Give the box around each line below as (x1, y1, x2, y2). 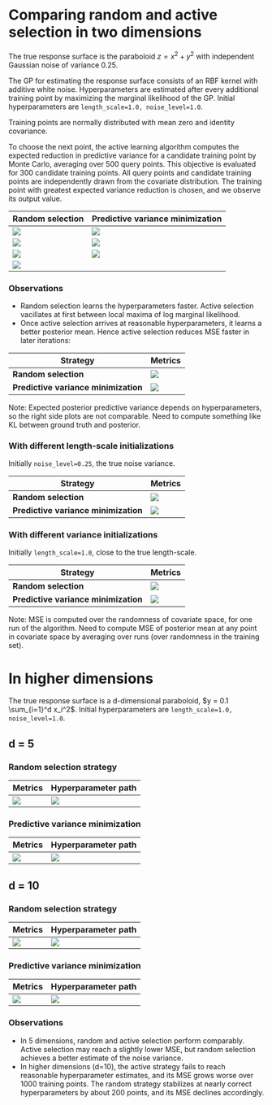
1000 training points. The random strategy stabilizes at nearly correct (19, 1079, 252, 1089)
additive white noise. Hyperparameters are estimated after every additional (8, 84, 259, 94)
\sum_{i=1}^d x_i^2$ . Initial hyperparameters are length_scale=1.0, (8, 705, 233, 715)
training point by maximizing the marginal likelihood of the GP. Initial (8, 93, 235, 102)
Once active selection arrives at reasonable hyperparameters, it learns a (19, 318, 262, 328)
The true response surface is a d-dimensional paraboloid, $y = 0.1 (8, 696, 229, 706)
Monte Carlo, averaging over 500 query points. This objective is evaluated (8, 159, 257, 168)
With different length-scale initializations (8, 440, 175, 451)
